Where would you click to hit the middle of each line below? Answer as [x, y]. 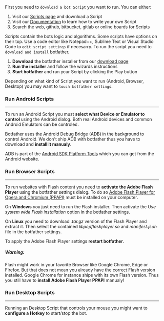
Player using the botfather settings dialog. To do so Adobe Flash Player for [80, 192]
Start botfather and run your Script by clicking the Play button [75, 72]
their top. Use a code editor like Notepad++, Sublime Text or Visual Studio [79, 41]
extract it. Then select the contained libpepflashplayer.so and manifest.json [81, 226]
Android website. [22, 159]
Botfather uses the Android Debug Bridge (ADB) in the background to [75, 134]
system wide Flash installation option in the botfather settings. [68, 212]
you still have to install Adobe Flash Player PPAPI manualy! [65, 280]
